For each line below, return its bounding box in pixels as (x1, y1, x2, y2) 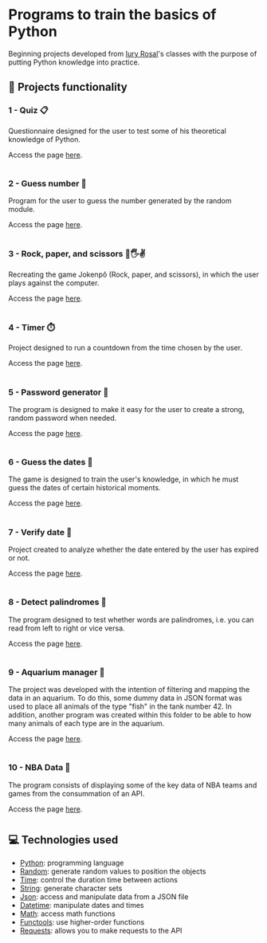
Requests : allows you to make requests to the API (19, 926, 183, 936)
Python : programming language (19, 859, 124, 868)
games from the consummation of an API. (8, 788, 145, 798)
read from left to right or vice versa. (8, 623, 125, 633)
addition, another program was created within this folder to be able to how (8, 710, 253, 720)
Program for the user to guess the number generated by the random (8, 196, 233, 206)
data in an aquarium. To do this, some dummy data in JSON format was (8, 693, 242, 703)
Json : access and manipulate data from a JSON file (19, 892, 189, 902)
